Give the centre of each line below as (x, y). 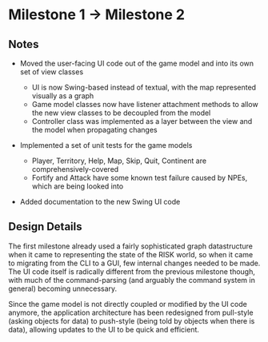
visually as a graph (63, 96)
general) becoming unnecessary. (63, 288)
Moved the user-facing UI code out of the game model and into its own (137, 63)
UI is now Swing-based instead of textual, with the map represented (144, 87)
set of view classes (52, 72)
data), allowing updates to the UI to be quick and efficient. (104, 329)
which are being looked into (78, 186)
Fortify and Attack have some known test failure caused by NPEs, (140, 178)
